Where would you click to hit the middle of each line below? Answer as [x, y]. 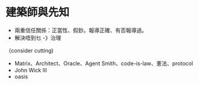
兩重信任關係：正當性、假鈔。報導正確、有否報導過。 [81, 30]
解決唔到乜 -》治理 [38, 37]
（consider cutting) [30, 50]
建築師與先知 [38, 12]
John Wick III [31, 70]
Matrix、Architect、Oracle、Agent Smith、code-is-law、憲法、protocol [104, 63]
